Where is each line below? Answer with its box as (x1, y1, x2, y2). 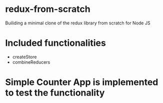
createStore (12, 54, 37, 60)
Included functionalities (5, 37, 106, 49)
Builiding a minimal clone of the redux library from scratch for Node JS (5, 20, 150, 26)
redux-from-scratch (5, 3, 91, 15)
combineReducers (12, 59, 50, 65)
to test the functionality (5, 87, 105, 99)
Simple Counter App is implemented (5, 77, 158, 88)
